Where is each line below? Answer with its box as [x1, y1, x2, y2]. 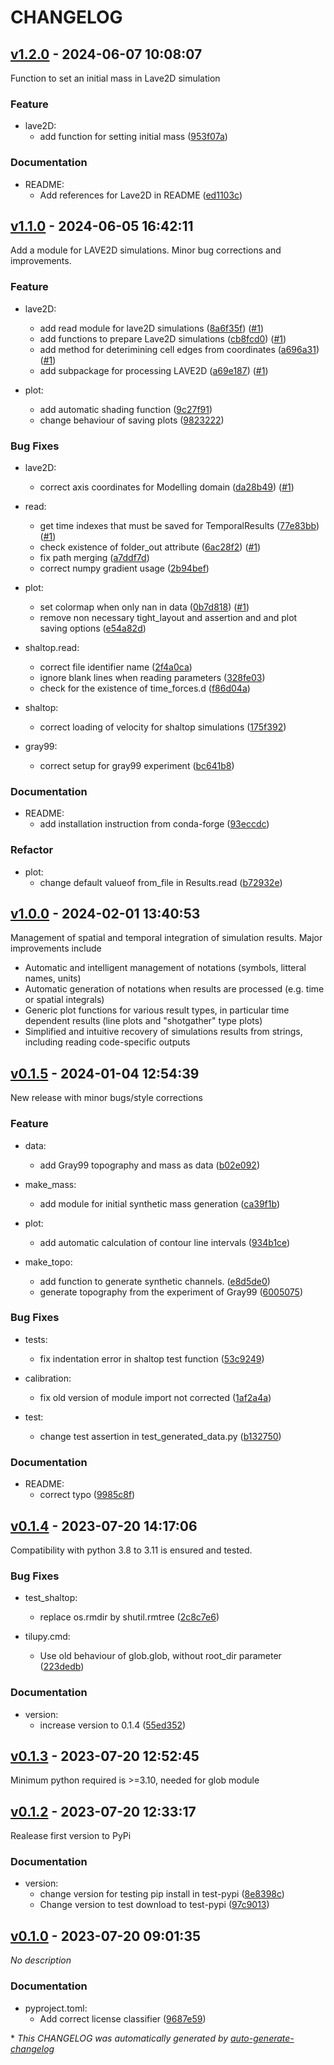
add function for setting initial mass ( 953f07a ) [39, 131, 228, 143]
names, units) [24, 972, 82, 985]
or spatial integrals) [24, 994, 105, 1006]
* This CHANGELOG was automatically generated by [10, 2032, 229, 2044]
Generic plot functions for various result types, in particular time [24, 1004, 290, 1016]
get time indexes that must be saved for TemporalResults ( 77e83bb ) [39, 520, 320, 531]
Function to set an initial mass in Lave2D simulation [10, 72, 221, 84]
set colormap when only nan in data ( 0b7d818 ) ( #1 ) [39, 601, 250, 613]
